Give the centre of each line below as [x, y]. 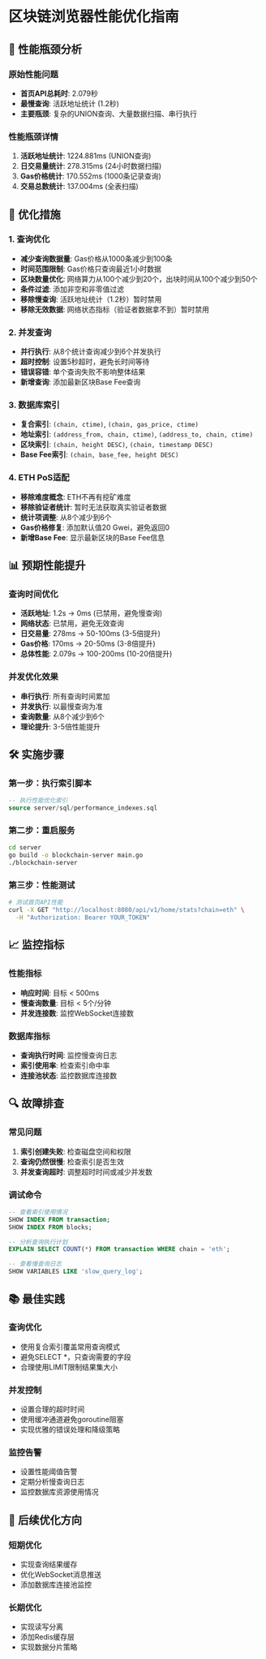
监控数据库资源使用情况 [59, 1492]
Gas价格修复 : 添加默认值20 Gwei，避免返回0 [95, 527]
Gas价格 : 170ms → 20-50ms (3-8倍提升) [88, 644]
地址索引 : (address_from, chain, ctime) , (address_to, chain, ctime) [137, 434]
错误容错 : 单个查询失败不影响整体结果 [83, 372]
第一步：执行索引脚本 [50, 784]
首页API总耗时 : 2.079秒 [59, 93]
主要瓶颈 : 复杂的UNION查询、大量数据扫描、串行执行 [108, 114]
